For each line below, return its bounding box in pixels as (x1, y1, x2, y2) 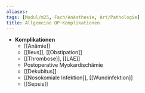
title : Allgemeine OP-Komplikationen (6, 20, 100, 26)
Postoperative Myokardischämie (23, 61, 103, 69)
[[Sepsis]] (23, 80, 48, 88)
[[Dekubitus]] (23, 68, 57, 75)
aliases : (6, 8, 28, 15)
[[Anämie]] (23, 42, 51, 49)
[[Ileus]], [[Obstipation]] (23, 49, 82, 56)
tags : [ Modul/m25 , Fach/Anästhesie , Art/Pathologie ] (6, 14, 140, 20)
